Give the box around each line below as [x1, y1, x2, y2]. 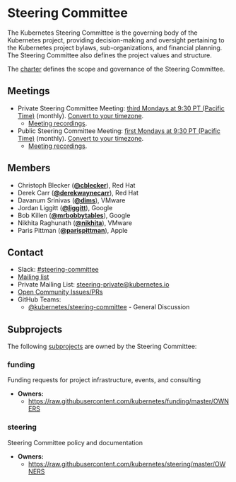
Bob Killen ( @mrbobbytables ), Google [17, 211, 131, 219]
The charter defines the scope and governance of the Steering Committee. [7, 64, 225, 73]
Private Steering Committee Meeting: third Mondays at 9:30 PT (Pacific [17, 104, 225, 113]
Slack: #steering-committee [17, 265, 99, 274]
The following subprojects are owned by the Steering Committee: [7, 342, 197, 351]
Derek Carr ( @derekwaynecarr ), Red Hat [17, 188, 139, 197]
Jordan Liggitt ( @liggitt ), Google [17, 203, 113, 212]
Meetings [7, 85, 51, 97]
